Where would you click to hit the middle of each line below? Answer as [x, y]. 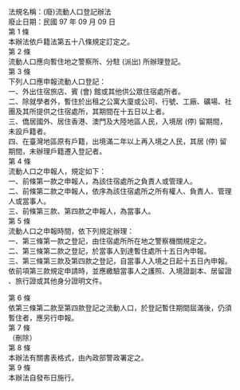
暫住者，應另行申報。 [43, 318]
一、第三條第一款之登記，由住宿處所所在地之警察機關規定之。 [110, 241]
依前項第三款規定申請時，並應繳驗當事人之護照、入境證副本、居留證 [120, 271]
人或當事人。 [29, 201]
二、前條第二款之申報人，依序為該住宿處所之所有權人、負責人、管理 [120, 191]
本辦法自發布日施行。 [43, 378]
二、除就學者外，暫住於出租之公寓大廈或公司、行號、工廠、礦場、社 [120, 101]
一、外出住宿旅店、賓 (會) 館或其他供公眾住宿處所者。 [97, 91]
